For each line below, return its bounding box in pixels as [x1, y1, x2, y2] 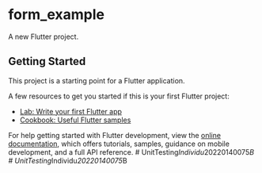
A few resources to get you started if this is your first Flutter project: [8, 91, 230, 101]
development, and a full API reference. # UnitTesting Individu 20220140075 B [8, 147, 255, 156]
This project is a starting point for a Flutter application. [8, 75, 185, 85]
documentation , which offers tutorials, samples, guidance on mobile [8, 139, 230, 148]
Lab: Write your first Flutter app [19, 106, 123, 116]
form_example [8, 6, 105, 24]
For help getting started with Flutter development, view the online [8, 130, 222, 140]
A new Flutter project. [8, 32, 79, 41]
